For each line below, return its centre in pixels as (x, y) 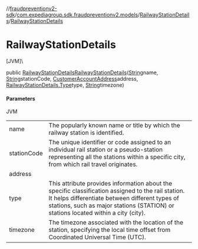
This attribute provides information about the (110, 184)
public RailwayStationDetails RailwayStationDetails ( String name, (82, 72)
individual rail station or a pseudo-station (106, 150)
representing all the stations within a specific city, (117, 157)
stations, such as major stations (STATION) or (112, 205)
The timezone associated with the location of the (116, 223)
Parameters (21, 98)
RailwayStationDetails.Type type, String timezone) (65, 85)
